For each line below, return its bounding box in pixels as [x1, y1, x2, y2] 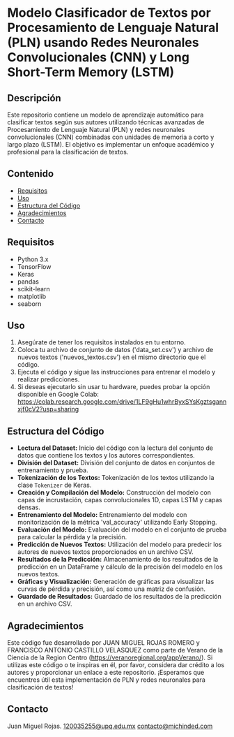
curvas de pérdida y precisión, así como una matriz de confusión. [17, 585, 206, 593]
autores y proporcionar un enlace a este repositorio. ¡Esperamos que [7, 669, 205, 677]
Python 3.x [17, 255, 49, 263]
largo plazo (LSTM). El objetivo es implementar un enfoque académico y [7, 140, 214, 148]
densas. [17, 503, 40, 511]
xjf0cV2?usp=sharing [17, 405, 79, 414]
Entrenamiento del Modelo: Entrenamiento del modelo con [17, 511, 187, 519]
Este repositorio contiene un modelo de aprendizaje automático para [7, 110, 204, 119]
